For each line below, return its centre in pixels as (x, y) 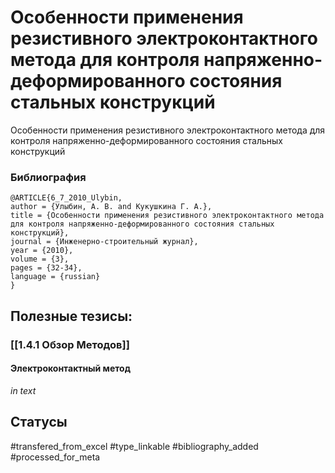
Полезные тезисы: (71, 316)
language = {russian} (55, 277)
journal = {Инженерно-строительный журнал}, (104, 242)
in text (23, 390)
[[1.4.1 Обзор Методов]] (70, 344)
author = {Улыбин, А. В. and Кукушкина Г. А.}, (111, 207)
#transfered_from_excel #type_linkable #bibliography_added (134, 446)
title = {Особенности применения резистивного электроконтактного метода (167, 216)
